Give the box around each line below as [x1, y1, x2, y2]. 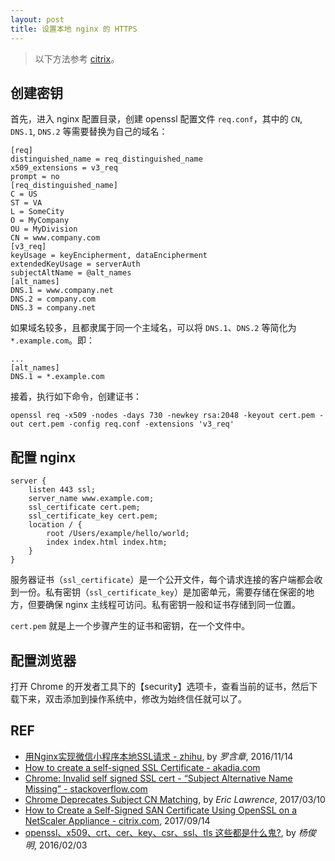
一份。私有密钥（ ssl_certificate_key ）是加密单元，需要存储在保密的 [18, 586, 307, 598]
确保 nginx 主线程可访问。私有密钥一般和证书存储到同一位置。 [44, 599, 302, 611]
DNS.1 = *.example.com [10, 372, 105, 382]
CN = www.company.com [10, 233, 101, 243]
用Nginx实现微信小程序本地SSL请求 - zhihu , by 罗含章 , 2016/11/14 [24, 750, 294, 762]
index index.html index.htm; [46, 537, 168, 548]
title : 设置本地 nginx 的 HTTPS [10, 24, 138, 34]
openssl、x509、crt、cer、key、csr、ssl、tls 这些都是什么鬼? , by [24, 826, 297, 838]
